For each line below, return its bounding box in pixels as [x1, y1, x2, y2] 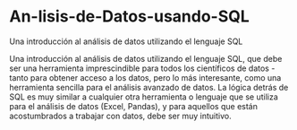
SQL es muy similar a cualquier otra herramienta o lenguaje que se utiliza [9, 91, 279, 102]
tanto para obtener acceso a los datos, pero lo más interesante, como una [9, 72, 282, 82]
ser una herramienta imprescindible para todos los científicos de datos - [9, 63, 276, 74]
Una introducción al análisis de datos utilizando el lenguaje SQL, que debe [9, 53, 283, 64]
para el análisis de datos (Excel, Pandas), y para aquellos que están [9, 100, 258, 111]
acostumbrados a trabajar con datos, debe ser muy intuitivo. [9, 110, 232, 121]
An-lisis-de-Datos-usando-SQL [9, 6, 250, 27]
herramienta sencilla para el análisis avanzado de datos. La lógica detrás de [9, 82, 289, 92]
